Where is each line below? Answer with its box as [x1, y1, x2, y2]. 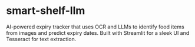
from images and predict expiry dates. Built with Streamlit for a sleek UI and [6, 29, 190, 36]
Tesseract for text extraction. [6, 35, 77, 42]
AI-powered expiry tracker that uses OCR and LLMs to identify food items [6, 23, 184, 30]
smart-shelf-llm [6, 4, 85, 17]
